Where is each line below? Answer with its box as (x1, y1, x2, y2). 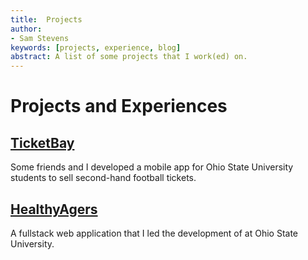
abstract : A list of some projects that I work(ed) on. (10, 52, 248, 62)
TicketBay (10, 134, 75, 151)
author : (10, 24, 43, 34)
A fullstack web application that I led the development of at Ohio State (10, 227, 299, 239)
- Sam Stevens (10, 33, 70, 43)
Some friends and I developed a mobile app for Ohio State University (10, 161, 294, 173)
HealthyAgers (10, 201, 98, 218)
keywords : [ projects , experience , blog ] (10, 42, 182, 53)
